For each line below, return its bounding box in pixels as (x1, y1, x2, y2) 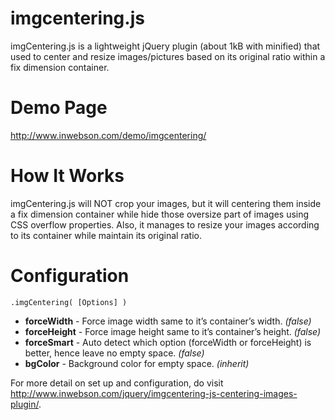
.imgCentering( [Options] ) (10, 297, 128, 307)
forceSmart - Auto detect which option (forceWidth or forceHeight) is (24, 336, 312, 348)
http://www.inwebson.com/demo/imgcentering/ (10, 129, 207, 141)
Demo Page (10, 97, 108, 119)
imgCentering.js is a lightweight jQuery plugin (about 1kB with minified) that (10, 40, 321, 52)
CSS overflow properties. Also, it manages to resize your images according (10, 218, 320, 231)
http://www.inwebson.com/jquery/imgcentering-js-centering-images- (10, 387, 298, 399)
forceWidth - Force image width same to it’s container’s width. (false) (24, 315, 312, 327)
